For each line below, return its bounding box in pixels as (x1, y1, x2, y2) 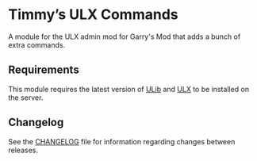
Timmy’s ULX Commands (8, 6, 178, 24)
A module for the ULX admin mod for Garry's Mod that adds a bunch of (8, 32, 241, 41)
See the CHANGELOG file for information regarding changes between (8, 136, 236, 146)
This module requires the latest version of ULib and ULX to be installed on (8, 84, 250, 94)
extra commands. (8, 40, 66, 49)
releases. (8, 145, 38, 155)
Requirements (8, 63, 79, 77)
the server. (8, 93, 44, 102)
